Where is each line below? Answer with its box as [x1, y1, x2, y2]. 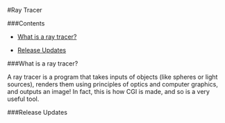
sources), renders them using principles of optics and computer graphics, [7, 80, 219, 88]
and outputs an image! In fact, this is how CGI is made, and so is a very [7, 88, 210, 95]
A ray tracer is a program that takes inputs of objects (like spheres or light [7, 73, 218, 81]
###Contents [7, 19, 45, 27]
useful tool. [7, 95, 40, 103]
